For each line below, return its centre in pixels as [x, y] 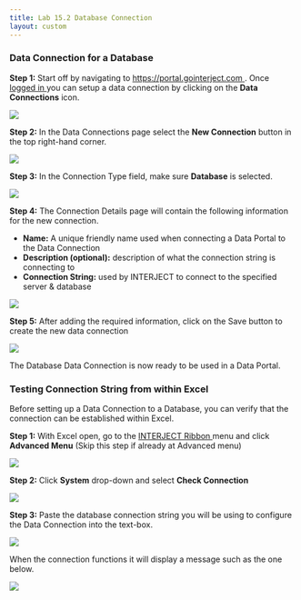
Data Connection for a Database [82, 58]
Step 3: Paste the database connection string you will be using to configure [151, 515]
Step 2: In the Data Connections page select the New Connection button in [150, 132]
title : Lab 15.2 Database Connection [81, 18]
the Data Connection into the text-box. [81, 525]
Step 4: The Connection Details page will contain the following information [149, 211]
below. [22, 569]
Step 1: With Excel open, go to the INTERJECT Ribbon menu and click [140, 436]
